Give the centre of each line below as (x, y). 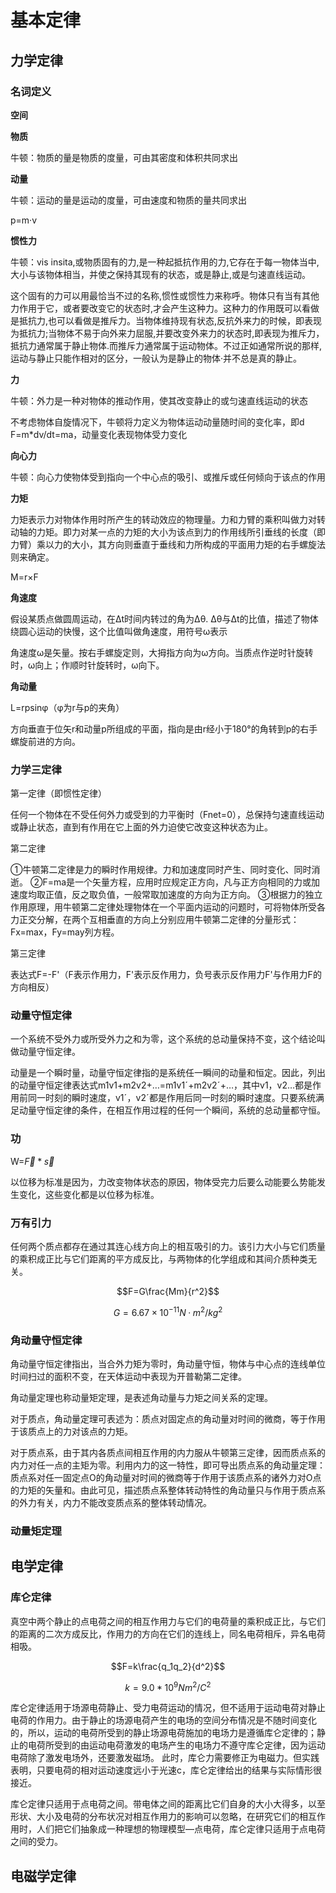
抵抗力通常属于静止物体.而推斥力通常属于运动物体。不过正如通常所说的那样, (166, 345)
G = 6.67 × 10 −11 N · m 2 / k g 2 (168, 1311)
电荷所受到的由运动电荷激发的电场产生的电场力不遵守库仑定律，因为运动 (176, 1745)
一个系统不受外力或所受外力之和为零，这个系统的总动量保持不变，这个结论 (163, 1039)
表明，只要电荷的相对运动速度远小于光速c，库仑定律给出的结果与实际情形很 (166, 1770)
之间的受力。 (36, 1842)
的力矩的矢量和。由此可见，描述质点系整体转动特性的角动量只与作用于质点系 (168, 1490)
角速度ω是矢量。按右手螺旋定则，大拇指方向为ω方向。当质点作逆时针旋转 (162, 652)
